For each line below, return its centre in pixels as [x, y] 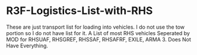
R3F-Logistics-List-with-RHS [80, 11]
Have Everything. [27, 46]
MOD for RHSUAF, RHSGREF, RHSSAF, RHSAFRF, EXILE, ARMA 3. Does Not [99, 39]
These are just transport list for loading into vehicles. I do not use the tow [96, 27]
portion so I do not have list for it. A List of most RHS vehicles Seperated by [98, 33]
